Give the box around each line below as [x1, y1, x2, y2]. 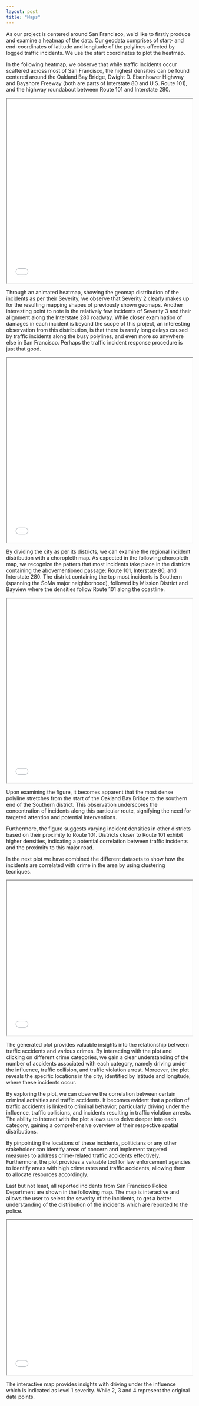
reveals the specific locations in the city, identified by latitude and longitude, [6, 1072, 191, 1079]
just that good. [6, 345, 41, 352]
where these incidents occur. [6, 1079, 77, 1086]
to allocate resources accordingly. [6, 1171, 88, 1178]
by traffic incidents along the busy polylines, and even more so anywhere [6, 332, 184, 340]
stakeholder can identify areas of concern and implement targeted [6, 1145, 167, 1152]
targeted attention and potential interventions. [6, 813, 117, 820]
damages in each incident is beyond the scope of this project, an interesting [6, 320, 190, 327]
